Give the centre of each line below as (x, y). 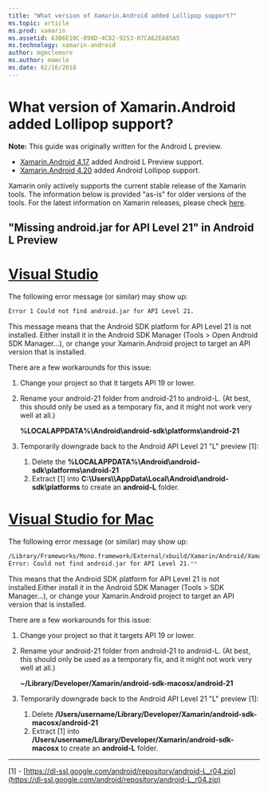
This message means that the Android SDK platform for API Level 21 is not (130, 326)
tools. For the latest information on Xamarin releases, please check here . (127, 202)
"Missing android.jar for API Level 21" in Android (131, 228)
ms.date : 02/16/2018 (43, 68)
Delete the (49, 461)
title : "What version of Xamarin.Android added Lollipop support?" (123, 16)
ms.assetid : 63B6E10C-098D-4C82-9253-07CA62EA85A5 (94, 38)
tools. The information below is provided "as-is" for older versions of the (127, 194)
